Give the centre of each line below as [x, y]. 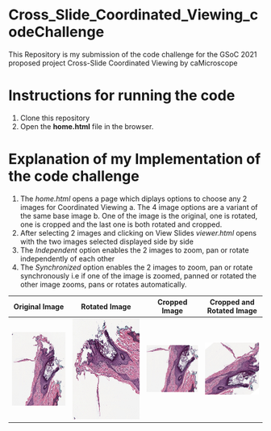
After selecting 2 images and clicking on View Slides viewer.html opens [138, 232]
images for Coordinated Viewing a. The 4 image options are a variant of [139, 207]
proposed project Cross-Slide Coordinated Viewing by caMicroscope [123, 63]
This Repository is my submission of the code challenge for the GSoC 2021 [133, 54]
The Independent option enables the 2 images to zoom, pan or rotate [134, 250]
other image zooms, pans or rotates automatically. [103, 284]
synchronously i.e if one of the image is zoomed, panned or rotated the [138, 275]
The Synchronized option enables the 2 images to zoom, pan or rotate [136, 267]
